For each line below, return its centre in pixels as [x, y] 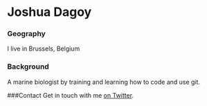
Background [28, 67]
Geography [27, 34]
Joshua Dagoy [49, 12]
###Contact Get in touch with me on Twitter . [70, 95]
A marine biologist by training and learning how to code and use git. [104, 82]
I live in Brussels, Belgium [44, 48]
